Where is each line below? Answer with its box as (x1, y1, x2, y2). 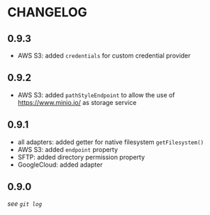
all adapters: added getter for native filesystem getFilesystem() (17, 138, 204, 146)
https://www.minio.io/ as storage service (17, 98, 137, 106)
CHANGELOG (7, 4, 87, 21)
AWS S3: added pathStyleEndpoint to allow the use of (17, 90, 175, 99)
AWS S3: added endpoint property (17, 145, 118, 153)
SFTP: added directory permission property (17, 153, 145, 161)
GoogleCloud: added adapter (17, 160, 103, 169)
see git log (7, 199, 43, 208)
